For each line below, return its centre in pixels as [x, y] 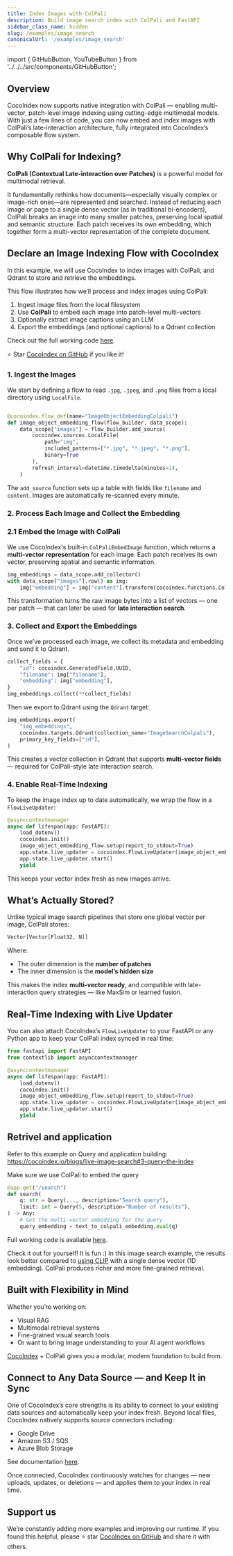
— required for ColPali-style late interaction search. [80, 767]
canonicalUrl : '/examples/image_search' [67, 40]
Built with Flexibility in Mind [68, 1290]
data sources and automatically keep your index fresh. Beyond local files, [112, 1413]
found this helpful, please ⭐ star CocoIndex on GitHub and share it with [109, 1537]
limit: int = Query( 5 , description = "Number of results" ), [105, 1207]
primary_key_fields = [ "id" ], [60, 739]
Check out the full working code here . [61, 340]
